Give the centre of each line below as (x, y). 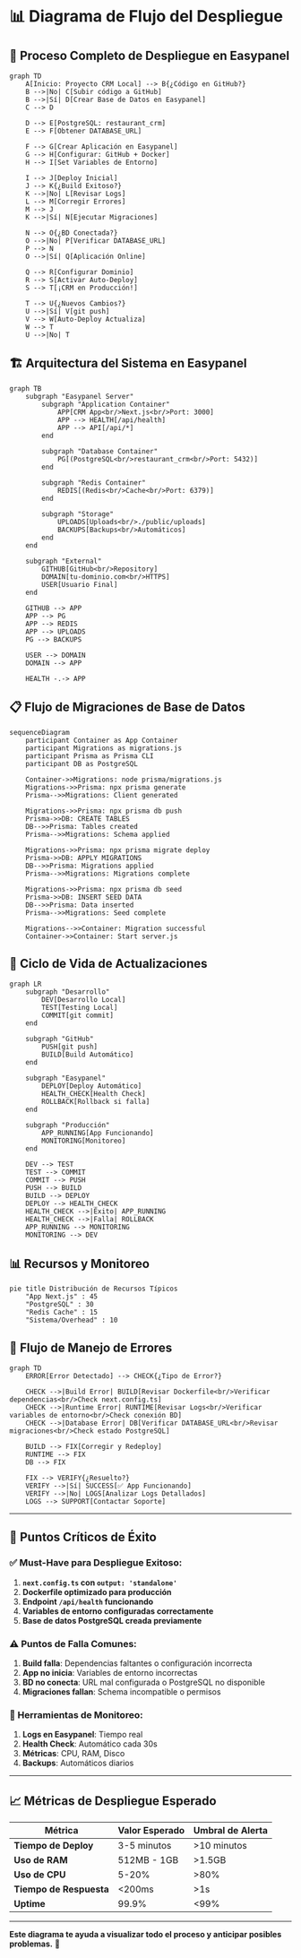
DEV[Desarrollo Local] (84, 1000)
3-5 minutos (145, 1846)
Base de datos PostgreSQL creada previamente (112, 1620)
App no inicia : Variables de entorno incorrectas (110, 1673)
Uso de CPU (40, 1875)
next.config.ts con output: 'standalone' (99, 1583)
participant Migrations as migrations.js (103, 748)
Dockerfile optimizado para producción (97, 1591)
